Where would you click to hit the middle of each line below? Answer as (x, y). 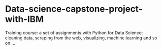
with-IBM (24, 19)
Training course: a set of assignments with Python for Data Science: (74, 33)
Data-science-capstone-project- (74, 9)
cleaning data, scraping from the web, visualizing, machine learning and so (81, 38)
